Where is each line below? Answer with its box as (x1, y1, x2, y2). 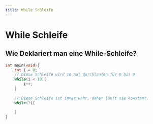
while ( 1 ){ (14, 100, 36, 105)
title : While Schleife (5, 7, 53, 13)
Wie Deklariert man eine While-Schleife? (5, 49, 137, 58)
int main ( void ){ (5, 63, 40, 68)
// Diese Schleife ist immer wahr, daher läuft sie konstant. (14, 96, 149, 101)
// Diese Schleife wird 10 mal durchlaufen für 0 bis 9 (14, 72, 136, 77)
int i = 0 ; (14, 67, 38, 72)
